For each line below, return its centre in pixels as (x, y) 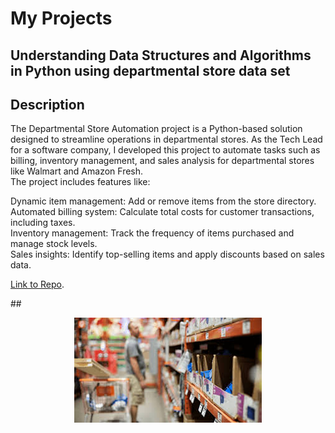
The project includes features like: (80, 182)
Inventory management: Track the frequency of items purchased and (152, 233)
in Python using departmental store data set (150, 70)
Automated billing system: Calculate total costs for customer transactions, (162, 212)
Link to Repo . (37, 284)
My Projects (61, 18)
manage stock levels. (54, 244)
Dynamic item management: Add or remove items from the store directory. (163, 201)
